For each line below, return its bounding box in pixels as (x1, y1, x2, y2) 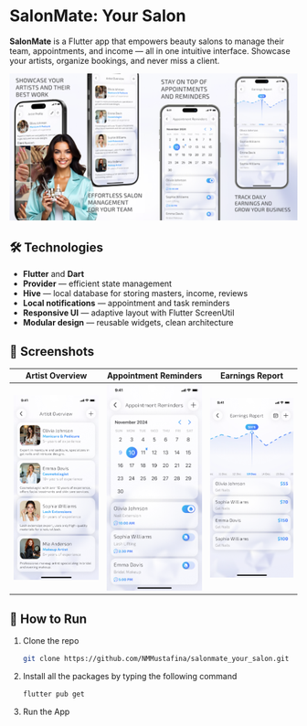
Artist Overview (25, 370, 88, 381)
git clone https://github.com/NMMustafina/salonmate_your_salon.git (22, 655, 290, 664)
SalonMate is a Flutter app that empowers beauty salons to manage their (9, 36, 285, 47)
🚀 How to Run (9, 611, 88, 626)
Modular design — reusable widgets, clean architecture (22, 317, 234, 328)
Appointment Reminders (106, 370, 203, 381)
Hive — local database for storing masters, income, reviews (22, 288, 249, 299)
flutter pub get (22, 689, 85, 699)
